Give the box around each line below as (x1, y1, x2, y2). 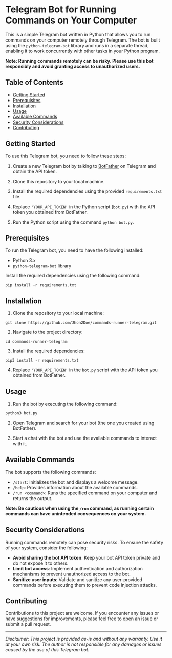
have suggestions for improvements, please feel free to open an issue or (5, 615, 158, 622)
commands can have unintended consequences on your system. (5, 510, 146, 516)
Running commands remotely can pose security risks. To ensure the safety (5, 539, 164, 545)
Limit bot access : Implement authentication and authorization (12, 565, 143, 571)
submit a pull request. (5, 621, 51, 627)
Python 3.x (12, 257, 36, 264)
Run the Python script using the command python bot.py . (12, 219, 134, 225)
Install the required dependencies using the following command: (5, 273, 141, 279)
